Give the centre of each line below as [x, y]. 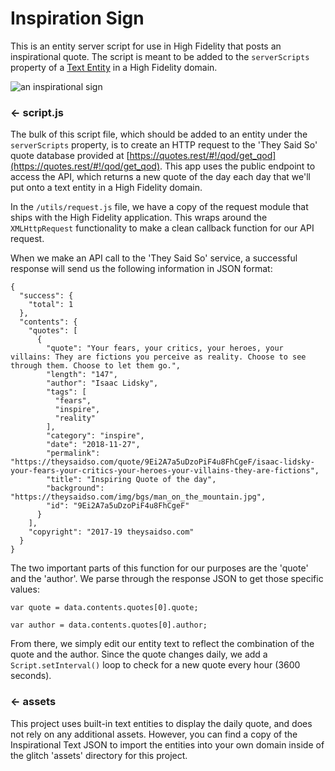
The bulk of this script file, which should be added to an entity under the [159, 134]
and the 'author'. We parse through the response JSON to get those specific [167, 579]
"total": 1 [51, 305]
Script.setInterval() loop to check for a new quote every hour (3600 [155, 665]
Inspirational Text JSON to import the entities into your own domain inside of [167, 744]
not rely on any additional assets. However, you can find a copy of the [154, 734]
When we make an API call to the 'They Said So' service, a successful [154, 258]
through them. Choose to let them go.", [96, 366]
